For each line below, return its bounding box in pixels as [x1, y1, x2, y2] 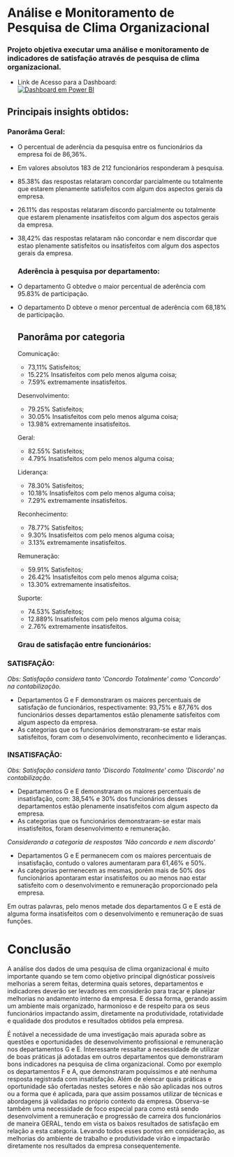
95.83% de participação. [17, 290, 89, 298]
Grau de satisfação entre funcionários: [17, 640, 152, 650]
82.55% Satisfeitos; [27, 447, 85, 455]
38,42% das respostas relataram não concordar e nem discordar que [17, 234, 217, 243]
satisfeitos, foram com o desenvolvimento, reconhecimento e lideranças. [17, 732, 227, 741]
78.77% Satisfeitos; [27, 523, 84, 532]
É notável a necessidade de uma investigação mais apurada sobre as [7, 1030, 206, 1038]
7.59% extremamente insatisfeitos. [27, 378, 128, 386]
